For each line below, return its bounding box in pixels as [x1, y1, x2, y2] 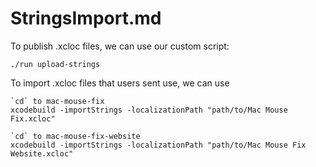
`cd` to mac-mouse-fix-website [10, 131, 141, 141]
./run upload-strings [10, 59, 101, 69]
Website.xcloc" [10, 148, 74, 159]
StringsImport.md [10, 7, 162, 30]
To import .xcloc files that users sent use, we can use [10, 77, 230, 89]
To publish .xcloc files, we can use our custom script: [10, 40, 230, 52]
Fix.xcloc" [10, 113, 56, 124]
